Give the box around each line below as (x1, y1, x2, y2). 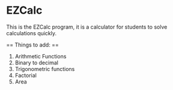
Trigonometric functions (14, 65, 75, 72)
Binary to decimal (14, 59, 59, 66)
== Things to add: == (6, 41, 59, 48)
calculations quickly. (6, 29, 57, 36)
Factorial (14, 72, 37, 79)
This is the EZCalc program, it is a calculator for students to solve (6, 23, 168, 30)
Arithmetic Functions (14, 52, 67, 60)
